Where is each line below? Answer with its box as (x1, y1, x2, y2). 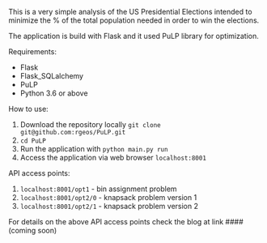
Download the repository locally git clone (19, 120, 161, 129)
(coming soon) (8, 226, 57, 235)
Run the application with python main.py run (19, 144, 168, 153)
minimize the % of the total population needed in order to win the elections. (8, 15, 260, 25)
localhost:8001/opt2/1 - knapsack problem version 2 (19, 202, 198, 211)
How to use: (8, 104, 49, 113)
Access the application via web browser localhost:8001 (19, 153, 206, 162)
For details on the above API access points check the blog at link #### (8, 217, 244, 226)
